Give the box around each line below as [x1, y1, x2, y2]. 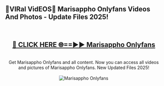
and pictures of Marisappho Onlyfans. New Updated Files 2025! [18, 64, 150, 70]
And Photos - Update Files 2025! [5, 13, 109, 21]
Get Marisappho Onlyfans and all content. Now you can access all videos [8, 59, 159, 65]
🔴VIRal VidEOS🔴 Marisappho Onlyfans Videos [5, 5, 151, 13]
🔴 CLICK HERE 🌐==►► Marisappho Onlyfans [12, 40, 156, 49]
